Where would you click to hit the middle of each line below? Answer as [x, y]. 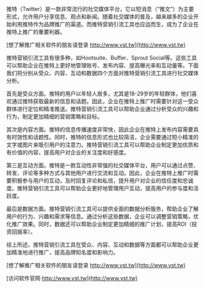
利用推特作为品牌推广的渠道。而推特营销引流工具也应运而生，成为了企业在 [105, 24]
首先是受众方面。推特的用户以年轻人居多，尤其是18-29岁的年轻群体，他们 [99, 94]
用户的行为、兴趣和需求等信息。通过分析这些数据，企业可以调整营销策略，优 [103, 216]
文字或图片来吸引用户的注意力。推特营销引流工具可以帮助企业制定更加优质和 [103, 145]
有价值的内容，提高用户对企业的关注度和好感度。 [68, 152]
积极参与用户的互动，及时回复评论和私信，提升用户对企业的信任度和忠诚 [102, 181]
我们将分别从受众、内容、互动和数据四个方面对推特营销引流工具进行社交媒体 [103, 73]
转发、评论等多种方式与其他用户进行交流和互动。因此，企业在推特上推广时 [100, 173]
